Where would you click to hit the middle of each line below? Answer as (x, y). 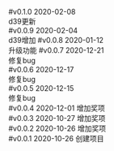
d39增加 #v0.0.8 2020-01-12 (56, 40)
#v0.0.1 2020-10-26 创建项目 (56, 138)
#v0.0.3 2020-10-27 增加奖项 (57, 118)
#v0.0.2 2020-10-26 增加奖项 (57, 128)
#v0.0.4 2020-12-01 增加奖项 (57, 108)
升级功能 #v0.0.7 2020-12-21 (56, 50)
